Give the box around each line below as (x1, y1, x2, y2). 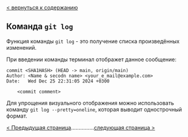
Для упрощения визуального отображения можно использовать (6, 99, 174, 107)
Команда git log (6, 21, 73, 32)
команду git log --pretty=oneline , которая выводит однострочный (6, 105, 183, 113)
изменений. (6, 44, 37, 51)
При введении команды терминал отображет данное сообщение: (6, 56, 177, 63)
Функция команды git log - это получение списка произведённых (6, 38, 180, 45)
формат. (6, 112, 27, 119)
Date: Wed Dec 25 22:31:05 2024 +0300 (6, 78, 110, 84)
